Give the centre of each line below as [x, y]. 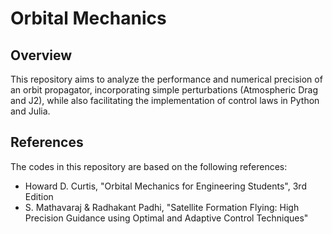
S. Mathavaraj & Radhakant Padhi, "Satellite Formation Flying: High [162, 207]
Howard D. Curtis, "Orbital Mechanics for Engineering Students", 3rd [165, 186]
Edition [39, 196]
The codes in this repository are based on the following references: [149, 166]
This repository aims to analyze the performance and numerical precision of [166, 79]
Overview [41, 55]
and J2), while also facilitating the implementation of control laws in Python [165, 100]
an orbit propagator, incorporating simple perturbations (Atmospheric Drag [164, 90]
